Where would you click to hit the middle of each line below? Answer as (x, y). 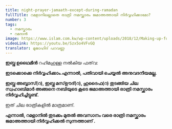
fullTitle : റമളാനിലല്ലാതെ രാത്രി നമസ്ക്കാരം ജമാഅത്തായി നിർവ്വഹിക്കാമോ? (78, 15)
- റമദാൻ (19, 34)
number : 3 (16, 19)
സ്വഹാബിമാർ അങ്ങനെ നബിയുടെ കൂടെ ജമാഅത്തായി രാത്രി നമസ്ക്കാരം (79, 89)
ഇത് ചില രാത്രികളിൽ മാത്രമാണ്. (40, 105)
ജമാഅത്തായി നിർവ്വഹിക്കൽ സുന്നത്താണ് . (50, 121)
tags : (11, 24)
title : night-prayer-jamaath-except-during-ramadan (61, 10)
